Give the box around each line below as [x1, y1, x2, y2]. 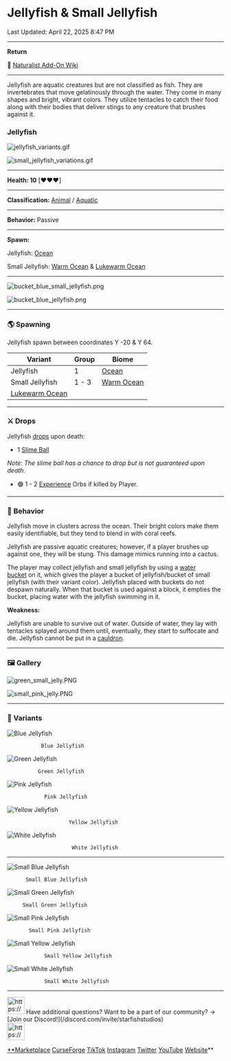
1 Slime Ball [16, 445, 49, 453]
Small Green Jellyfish [22, 902, 88, 909]
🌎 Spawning [7, 319, 51, 329]
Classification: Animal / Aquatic [7, 196, 98, 204]
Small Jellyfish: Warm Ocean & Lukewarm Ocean [7, 262, 146, 270]
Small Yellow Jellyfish [43, 952, 112, 960]
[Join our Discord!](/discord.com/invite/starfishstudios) [7, 1015, 164, 1023]
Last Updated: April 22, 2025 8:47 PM [7, 28, 115, 36]
